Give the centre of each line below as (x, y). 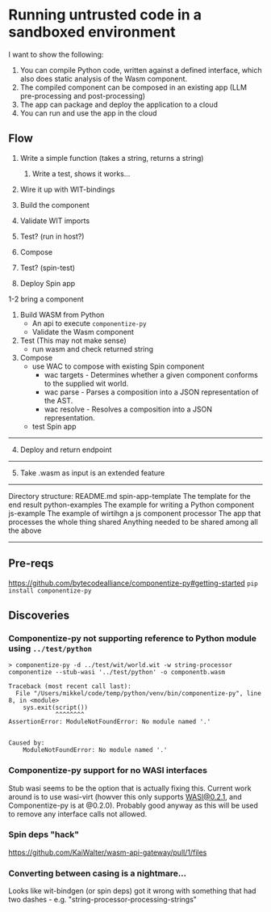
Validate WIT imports (55, 221)
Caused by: (27, 743)
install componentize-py (50, 591)
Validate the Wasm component (83, 331)
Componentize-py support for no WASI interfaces (108, 771)
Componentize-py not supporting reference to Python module (132, 638)
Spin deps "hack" (44, 834)
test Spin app (54, 426)
